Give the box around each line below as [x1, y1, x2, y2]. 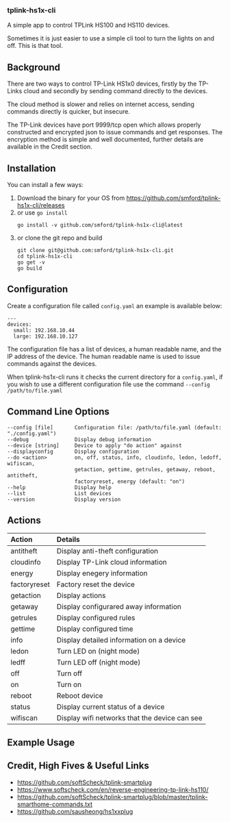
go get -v [16, 259, 46, 266]
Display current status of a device [56, 702, 165, 712]
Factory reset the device [56, 580, 136, 589]
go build [16, 264, 42, 272]
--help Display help [7, 484, 112, 491]
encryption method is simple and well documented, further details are [7, 136, 204, 144]
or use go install [16, 208, 68, 216]
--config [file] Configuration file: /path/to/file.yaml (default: [7, 424, 222, 431]
